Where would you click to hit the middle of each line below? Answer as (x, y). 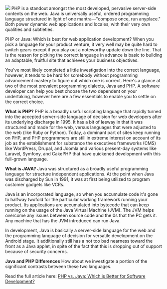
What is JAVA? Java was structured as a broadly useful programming (77, 169)
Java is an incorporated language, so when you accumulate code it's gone (82, 194)
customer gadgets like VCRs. (35, 185)
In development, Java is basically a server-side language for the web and (80, 230)
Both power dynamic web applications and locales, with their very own (78, 24)
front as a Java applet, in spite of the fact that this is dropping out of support (83, 246)
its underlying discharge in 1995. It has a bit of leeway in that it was (74, 122)
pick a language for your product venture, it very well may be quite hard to (82, 44)
